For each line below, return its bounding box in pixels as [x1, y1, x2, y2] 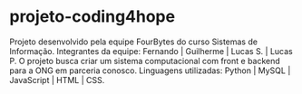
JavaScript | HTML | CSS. [9, 74, 105, 85]
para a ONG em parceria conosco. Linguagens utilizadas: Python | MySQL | [9, 65, 291, 76]
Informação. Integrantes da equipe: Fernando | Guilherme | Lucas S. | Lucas [9, 45, 293, 56]
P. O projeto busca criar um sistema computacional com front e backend [9, 55, 281, 66]
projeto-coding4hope [9, 6, 175, 27]
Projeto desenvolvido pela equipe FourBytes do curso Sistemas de [9, 36, 258, 47]
